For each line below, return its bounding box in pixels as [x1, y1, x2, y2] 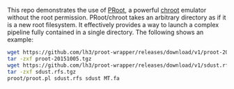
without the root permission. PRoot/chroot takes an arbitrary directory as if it [7, 13, 226, 22]
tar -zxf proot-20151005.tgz [7, 55, 92, 62]
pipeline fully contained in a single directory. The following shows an [7, 28, 204, 36]
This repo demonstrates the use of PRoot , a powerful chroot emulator [7, 6, 207, 14]
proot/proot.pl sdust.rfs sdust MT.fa [7, 74, 120, 82]
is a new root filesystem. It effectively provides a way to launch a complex [7, 21, 219, 29]
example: [7, 35, 33, 44]
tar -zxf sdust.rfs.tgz [7, 68, 77, 75]
